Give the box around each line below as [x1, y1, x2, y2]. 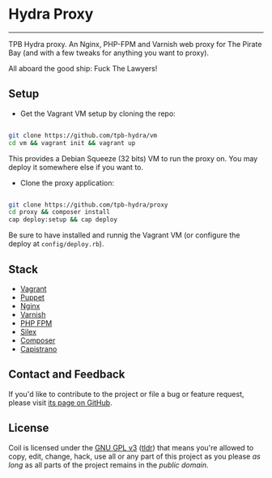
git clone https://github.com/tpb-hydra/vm [8, 131, 158, 139]
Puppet [19, 292, 45, 302]
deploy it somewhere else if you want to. [8, 162, 144, 172]
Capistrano [19, 344, 57, 353]
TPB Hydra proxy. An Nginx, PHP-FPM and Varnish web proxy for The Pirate [8, 39, 262, 49]
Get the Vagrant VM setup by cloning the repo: [19, 109, 176, 118]
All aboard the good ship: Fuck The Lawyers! [8, 63, 158, 73]
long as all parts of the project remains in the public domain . [8, 459, 209, 470]
